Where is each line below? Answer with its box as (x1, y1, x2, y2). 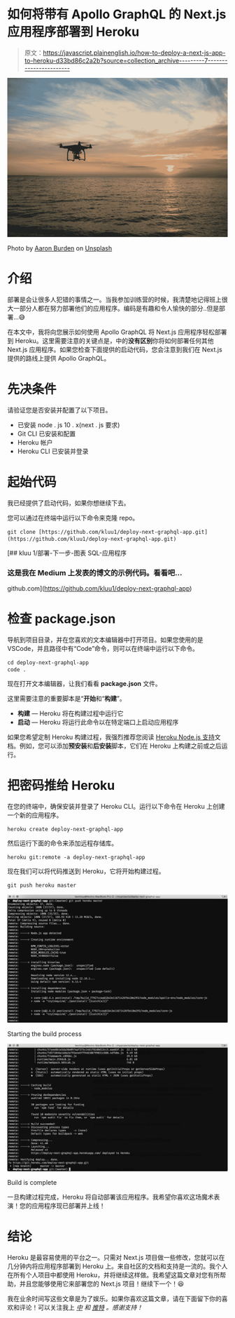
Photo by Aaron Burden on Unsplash (7, 244, 113, 253)
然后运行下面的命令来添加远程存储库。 (7, 839, 117, 847)
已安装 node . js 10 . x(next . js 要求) (17, 421, 120, 429)
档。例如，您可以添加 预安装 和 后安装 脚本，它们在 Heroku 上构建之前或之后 (7, 741, 222, 751)
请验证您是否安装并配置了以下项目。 (7, 406, 112, 415)
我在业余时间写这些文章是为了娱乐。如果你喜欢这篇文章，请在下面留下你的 (7, 1294, 222, 1303)
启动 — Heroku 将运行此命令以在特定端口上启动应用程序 (17, 718, 179, 727)
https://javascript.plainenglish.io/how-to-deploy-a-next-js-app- (43, 48, 226, 57)
